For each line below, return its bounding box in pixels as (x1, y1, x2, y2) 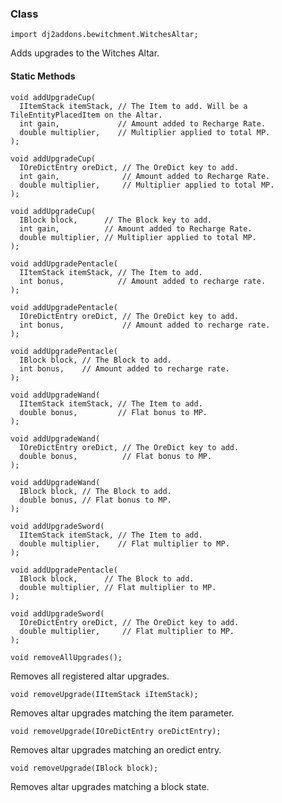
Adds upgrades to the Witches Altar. (10, 47, 160, 59)
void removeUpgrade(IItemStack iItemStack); (10, 689, 199, 699)
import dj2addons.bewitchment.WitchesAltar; (10, 30, 199, 40)
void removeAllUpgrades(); (10, 652, 123, 662)
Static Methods (10, 70, 76, 82)
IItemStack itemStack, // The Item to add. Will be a (19, 101, 248, 111)
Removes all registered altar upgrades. (10, 670, 170, 682)
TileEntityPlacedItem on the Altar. (10, 110, 163, 120)
